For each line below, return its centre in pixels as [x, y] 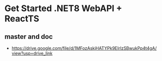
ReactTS [22, 19]
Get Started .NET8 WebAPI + [63, 8]
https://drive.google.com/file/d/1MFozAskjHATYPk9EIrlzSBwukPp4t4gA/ [84, 48]
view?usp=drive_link [32, 53]
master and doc [29, 37]
